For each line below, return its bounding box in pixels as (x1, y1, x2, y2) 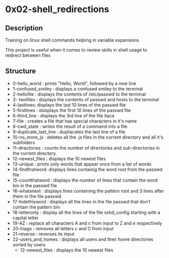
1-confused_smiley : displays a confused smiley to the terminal (12, 85, 143, 92)
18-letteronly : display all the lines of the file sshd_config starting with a (12, 209, 160, 216)
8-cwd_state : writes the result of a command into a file (12, 123, 128, 130)
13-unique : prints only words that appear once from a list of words (12, 161, 152, 167)
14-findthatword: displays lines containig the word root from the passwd (12, 166, 163, 173)
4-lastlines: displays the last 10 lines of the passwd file (12, 102, 126, 108)
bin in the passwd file (12, 182, 57, 188)
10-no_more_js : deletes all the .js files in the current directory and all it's (12, 134, 163, 140)
